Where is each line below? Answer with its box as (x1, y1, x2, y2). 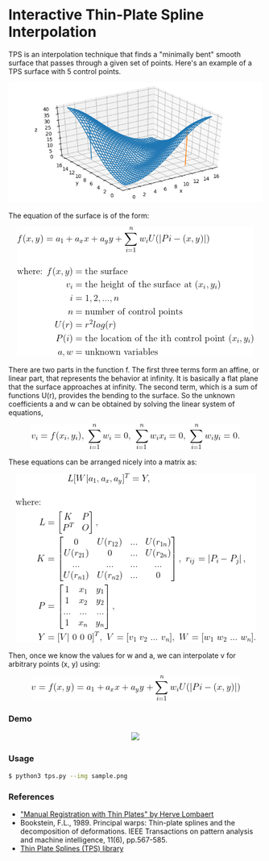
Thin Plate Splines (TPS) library (19, 844, 124, 854)
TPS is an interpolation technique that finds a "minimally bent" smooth (8, 49, 242, 59)
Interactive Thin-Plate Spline (8, 6, 204, 24)
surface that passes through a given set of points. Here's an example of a (8, 58, 252, 68)
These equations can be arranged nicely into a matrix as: (8, 457, 197, 467)
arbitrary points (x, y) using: (8, 659, 101, 669)
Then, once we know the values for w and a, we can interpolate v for (8, 651, 236, 660)
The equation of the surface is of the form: (8, 211, 150, 221)
